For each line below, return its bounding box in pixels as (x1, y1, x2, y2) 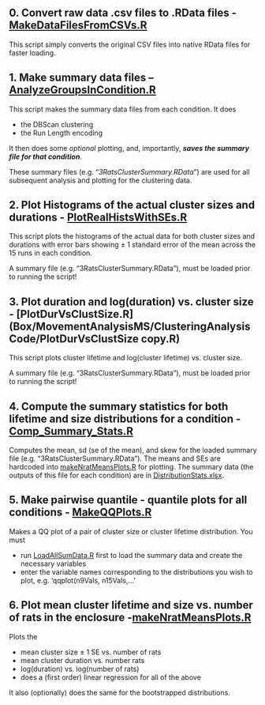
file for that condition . (9, 152, 82, 161)
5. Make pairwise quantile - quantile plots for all (9, 493, 248, 507)
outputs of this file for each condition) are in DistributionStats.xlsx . (9, 470, 224, 481)
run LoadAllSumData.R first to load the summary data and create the (20, 550, 243, 560)
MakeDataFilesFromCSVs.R (9, 19, 147, 32)
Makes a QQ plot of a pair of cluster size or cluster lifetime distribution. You (9, 526, 253, 536)
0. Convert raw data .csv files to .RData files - (9, 6, 237, 20)
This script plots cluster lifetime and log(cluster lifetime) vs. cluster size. (9, 353, 243, 363)
